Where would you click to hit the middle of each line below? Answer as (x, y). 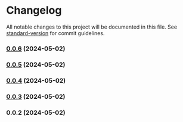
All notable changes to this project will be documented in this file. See (92, 27)
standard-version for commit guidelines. (55, 33)
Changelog (34, 10)
